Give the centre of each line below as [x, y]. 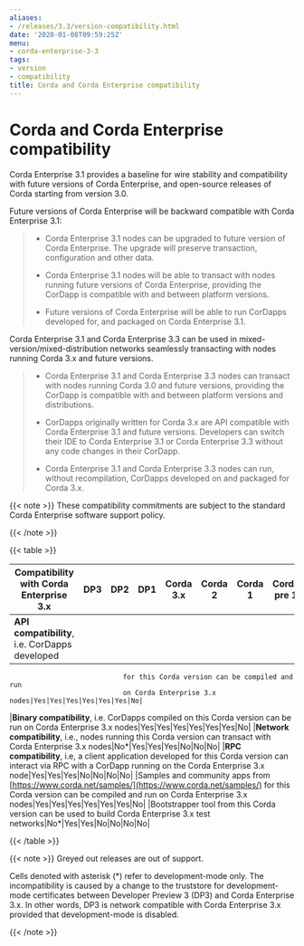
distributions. [70, 405]
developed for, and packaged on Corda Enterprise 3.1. [145, 321]
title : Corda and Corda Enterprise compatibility [105, 85]
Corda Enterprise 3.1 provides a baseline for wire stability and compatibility [148, 174]
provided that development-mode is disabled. [94, 914]
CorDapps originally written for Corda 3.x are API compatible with [167, 422]
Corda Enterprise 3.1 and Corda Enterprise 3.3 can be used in [123, 339]
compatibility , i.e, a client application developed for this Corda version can [149, 756]
